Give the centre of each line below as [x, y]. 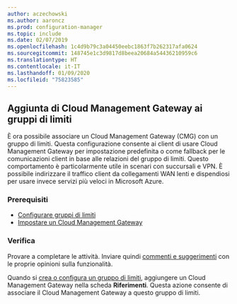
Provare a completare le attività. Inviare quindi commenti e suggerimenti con [118, 256]
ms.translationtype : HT [42, 60]
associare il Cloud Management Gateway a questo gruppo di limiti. [104, 292]
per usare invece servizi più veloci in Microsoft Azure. [86, 182]
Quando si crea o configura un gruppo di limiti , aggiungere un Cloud [106, 277]
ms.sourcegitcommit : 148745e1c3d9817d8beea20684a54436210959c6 [103, 54]
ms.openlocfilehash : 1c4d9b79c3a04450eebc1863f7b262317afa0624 [103, 47]
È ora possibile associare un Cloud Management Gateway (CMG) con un [112, 136]
